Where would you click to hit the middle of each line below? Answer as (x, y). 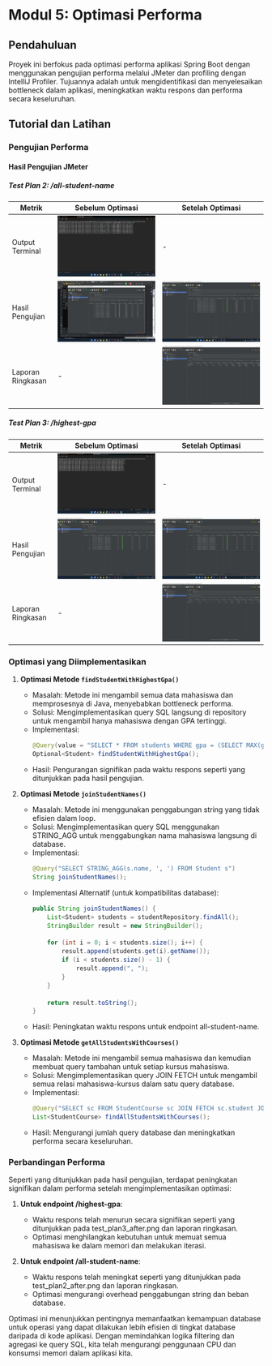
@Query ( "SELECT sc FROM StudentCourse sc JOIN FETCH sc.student (143, 1109)
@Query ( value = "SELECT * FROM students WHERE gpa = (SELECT (137, 745)
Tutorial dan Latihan (60, 125)
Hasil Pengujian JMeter (49, 166)
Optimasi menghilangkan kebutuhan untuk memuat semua (129, 1237)
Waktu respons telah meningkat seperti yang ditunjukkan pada (136, 1277)
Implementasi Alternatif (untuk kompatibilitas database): (125, 892)
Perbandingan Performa (57, 1162)
